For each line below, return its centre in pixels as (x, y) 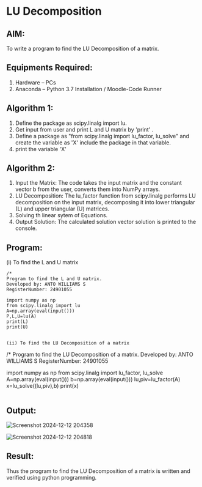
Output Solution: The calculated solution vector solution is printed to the (106, 222)
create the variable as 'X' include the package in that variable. (93, 143)
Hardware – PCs (35, 82)
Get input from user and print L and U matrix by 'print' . (84, 129)
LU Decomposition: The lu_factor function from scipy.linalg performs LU (106, 196)
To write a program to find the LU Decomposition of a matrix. (83, 48)
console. (26, 228)
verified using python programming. (52, 477)
